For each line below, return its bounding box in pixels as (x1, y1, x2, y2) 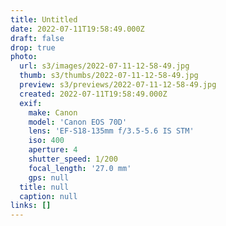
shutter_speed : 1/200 (28, 154, 118, 164)
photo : (10, 52, 38, 62)
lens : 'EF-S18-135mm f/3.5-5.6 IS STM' (28, 126, 195, 136)
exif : (19, 98, 43, 108)
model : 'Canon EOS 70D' (28, 117, 128, 127)
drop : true (10, 42, 56, 53)
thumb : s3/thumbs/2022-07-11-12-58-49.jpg (19, 71, 199, 81)
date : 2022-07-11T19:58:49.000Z (10, 24, 145, 34)
